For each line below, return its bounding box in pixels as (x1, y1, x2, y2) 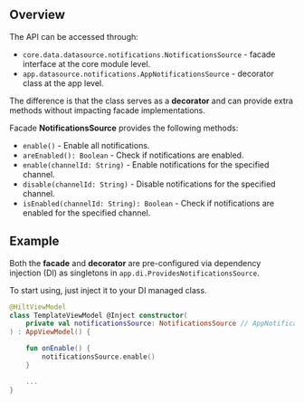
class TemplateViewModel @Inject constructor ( (9, 311, 188, 320)
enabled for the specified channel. (22, 207, 151, 218)
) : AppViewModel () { (9, 328, 91, 337)
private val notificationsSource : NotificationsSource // (25, 319, 249, 329)
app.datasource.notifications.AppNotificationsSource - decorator (22, 68, 274, 79)
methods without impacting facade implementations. (9, 104, 206, 116)
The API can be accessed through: (9, 31, 138, 42)
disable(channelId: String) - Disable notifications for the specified (22, 178, 276, 189)
